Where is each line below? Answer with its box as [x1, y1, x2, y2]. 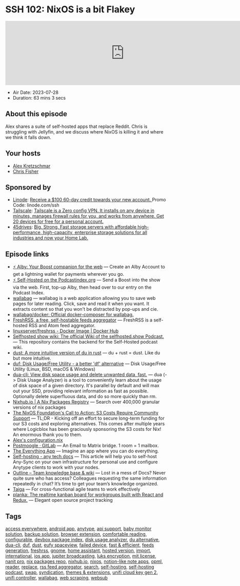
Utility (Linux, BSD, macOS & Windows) [12, 366, 96, 372]
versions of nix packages [12, 404, 66, 410]
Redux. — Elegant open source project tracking [12, 497, 113, 503]
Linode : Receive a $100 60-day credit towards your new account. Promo [12, 197, 166, 203]
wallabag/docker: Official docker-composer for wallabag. [12, 312, 134, 318]
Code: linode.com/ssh [12, 202, 60, 209]
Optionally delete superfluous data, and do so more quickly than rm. [12, 393, 157, 400]
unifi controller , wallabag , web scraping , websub [5, 575, 108, 581]
